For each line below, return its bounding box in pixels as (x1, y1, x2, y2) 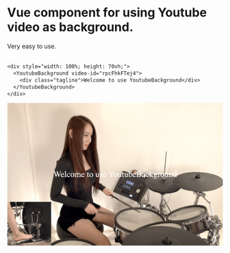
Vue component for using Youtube (7, 5, 207, 21)
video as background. (7, 19, 133, 35)
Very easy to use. (7, 42, 57, 50)
